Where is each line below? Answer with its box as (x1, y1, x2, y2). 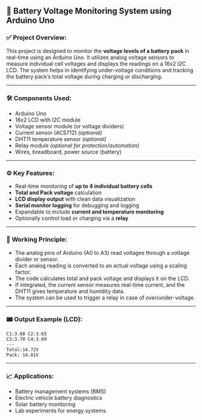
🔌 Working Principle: (6, 236, 68, 244)
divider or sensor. (14, 255, 59, 263)
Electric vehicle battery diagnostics (14, 394, 102, 401)
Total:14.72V (6, 346, 39, 353)
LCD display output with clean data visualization (14, 195, 135, 202)
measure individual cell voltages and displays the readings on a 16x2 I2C (6, 60, 186, 67)
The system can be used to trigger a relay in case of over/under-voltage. (14, 293, 195, 301)
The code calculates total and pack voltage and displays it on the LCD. (14, 275, 189, 282)
